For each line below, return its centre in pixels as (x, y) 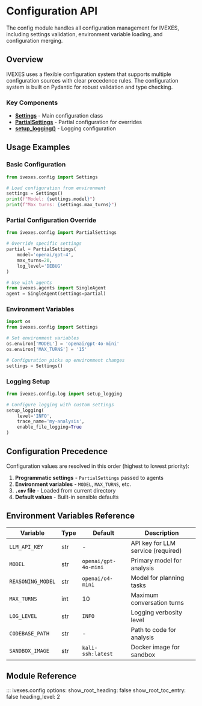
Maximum (145, 595)
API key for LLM (153, 543)
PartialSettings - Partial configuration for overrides (78, 122)
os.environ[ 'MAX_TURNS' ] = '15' (47, 349)
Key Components (32, 102)
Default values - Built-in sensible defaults (67, 497)
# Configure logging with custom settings (60, 405)
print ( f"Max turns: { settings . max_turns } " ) (62, 205)
